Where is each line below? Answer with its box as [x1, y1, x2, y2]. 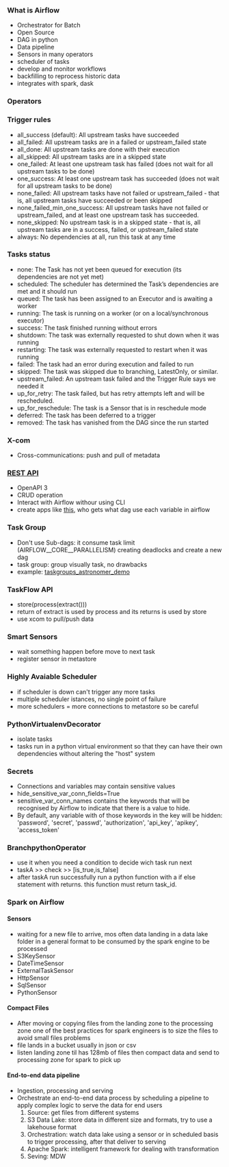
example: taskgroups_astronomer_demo [16, 567, 130, 576]
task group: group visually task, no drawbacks [16, 560, 148, 568]
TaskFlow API [7, 585, 53, 594]
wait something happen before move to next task [16, 648, 155, 656]
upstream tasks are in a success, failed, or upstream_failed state [16, 225, 199, 233]
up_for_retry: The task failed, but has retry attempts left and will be [16, 389, 205, 397]
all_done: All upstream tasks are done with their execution [16, 145, 180, 153]
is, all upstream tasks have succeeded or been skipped [16, 196, 173, 204]
